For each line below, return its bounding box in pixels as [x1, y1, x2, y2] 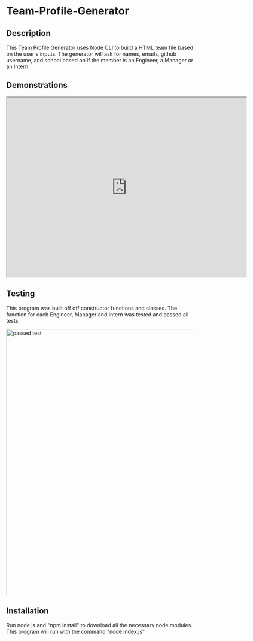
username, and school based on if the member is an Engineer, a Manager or [6, 57, 194, 64]
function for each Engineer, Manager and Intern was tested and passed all [6, 310, 189, 318]
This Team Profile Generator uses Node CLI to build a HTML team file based [6, 44, 193, 51]
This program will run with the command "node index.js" [6, 628, 145, 636]
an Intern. [6, 63, 30, 70]
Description [6, 28, 51, 38]
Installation [6, 606, 49, 616]
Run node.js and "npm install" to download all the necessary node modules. [6, 622, 193, 629]
